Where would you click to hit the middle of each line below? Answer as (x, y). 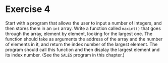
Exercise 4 (28, 9)
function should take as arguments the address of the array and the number (84, 39)
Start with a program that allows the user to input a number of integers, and (83, 23)
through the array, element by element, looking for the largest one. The (79, 33)
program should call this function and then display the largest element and (82, 49)
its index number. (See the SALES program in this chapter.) (65, 55)
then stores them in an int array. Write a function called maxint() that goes (83, 28)
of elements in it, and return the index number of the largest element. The (81, 44)
